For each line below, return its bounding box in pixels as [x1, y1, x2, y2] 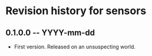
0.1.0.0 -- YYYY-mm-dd [5, 28, 95, 38]
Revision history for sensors [5, 4, 147, 18]
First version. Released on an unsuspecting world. [14, 43, 136, 50]
